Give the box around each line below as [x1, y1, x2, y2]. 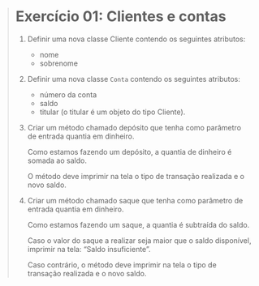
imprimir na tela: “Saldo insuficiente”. [27, 244, 151, 254]
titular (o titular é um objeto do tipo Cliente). [39, 107, 186, 117]
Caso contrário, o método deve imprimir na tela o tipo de [27, 259, 217, 270]
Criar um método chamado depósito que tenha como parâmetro [27, 122, 241, 132]
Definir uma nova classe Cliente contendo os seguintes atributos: [27, 34, 246, 44]
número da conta [39, 89, 97, 100]
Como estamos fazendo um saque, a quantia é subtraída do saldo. [27, 220, 250, 229]
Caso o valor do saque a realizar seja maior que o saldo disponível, [27, 235, 252, 245]
